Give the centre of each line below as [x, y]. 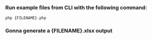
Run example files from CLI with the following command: [76, 8]
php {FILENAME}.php [26, 18]
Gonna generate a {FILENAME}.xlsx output [59, 31]
